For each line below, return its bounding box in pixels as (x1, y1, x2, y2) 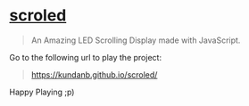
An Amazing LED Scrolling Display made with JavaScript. (30, 35, 241, 45)
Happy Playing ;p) (9, 86, 75, 97)
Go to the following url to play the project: (9, 52, 162, 62)
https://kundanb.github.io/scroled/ (30, 69, 158, 80)
